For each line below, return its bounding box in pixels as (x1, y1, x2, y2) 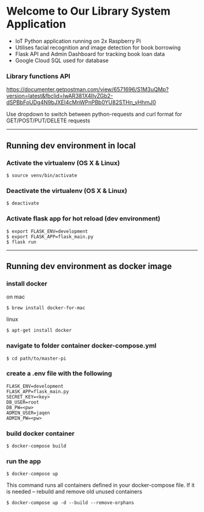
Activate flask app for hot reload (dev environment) (6, 214, 161, 223)
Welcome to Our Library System (6, 4, 171, 18)
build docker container (6, 429, 75, 438)
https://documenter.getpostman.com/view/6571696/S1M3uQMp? (6, 86, 169, 93)
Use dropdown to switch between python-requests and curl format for (6, 111, 182, 118)
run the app (6, 457, 41, 466)
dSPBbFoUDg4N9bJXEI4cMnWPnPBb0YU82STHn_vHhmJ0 (6, 99, 157, 106)
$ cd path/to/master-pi (6, 355, 67, 362)
